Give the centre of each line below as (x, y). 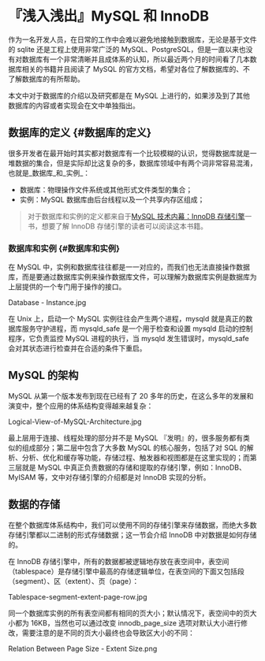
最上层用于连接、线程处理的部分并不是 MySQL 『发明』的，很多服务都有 (126, 437)
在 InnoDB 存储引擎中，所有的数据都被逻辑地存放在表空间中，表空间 (119, 561)
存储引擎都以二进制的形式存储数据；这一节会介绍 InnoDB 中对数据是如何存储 (132, 535)
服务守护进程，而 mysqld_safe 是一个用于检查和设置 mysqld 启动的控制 (138, 329)
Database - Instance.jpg (47, 303)
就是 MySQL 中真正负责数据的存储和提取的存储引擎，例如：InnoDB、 (134, 467)
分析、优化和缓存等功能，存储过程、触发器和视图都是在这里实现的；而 (136, 457)
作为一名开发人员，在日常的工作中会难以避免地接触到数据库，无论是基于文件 (132, 39)
